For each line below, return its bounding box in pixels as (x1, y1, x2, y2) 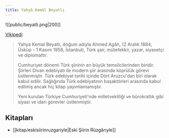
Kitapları (5, 114, 33, 122)
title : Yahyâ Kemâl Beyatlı (5, 7, 65, 13)
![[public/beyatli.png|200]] (5, 21, 61, 27)
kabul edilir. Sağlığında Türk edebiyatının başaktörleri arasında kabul (17, 78, 161, 84)
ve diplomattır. (17, 52, 48, 58)
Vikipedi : (5, 31, 24, 37)
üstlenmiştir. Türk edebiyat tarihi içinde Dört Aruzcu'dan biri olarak (17, 72, 157, 79)
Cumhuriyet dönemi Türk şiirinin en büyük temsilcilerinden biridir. (17, 62, 154, 68)
